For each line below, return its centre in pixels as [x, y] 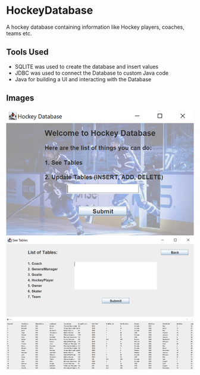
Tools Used [27, 52]
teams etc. [19, 33]
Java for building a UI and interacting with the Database [83, 79]
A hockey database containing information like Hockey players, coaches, [95, 27]
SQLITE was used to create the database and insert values [87, 66]
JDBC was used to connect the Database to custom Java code [91, 73]
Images [20, 98]
